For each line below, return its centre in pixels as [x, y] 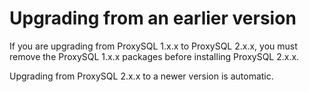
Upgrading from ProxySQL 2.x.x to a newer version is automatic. [141, 76]
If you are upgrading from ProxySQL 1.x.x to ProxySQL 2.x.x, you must [153, 46]
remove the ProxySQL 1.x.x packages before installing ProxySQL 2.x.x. [154, 56]
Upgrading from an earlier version [153, 18]
